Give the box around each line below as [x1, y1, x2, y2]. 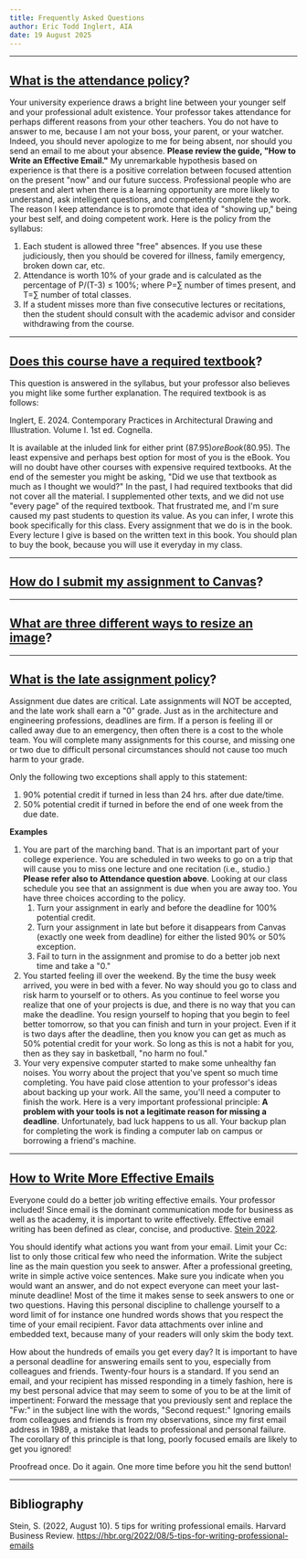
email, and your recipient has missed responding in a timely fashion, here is [9, 1375, 293, 1386]
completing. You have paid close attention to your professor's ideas [22, 1077, 278, 1088]
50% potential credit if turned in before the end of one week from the [22, 799, 283, 810]
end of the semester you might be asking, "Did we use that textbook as [9, 471, 277, 482]
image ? [9, 630, 53, 646]
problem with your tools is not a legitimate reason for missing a [22, 1106, 267, 1117]
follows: [9, 397, 39, 407]
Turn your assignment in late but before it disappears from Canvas [36, 922, 286, 932]
